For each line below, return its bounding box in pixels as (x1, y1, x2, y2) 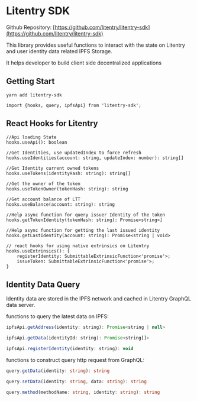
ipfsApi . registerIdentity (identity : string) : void (6, 346, 134, 352)
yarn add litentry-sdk (6, 92, 62, 98)
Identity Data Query (6, 279, 80, 289)
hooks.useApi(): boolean (6, 139, 67, 145)
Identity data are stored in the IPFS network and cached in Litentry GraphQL (6, 295, 191, 302)
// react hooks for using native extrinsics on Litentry (6, 242, 150, 249)
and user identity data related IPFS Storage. (6, 47, 112, 54)
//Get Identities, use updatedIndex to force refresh (6, 150, 142, 156)
